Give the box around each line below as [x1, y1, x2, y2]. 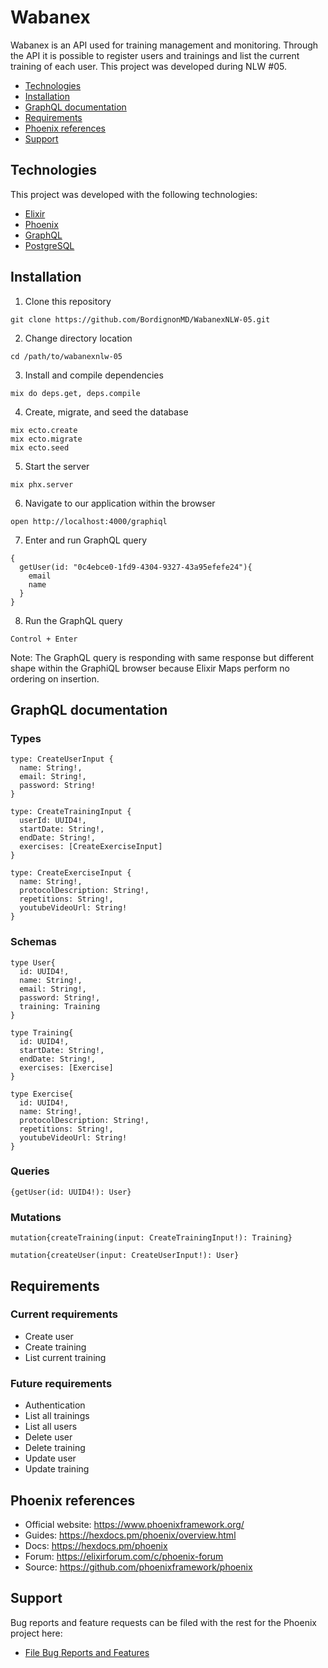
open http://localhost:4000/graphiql [10, 516, 168, 526]
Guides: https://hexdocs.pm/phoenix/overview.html [24, 1529, 237, 1541]
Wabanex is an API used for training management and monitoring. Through [10, 39, 319, 51]
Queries [10, 1164, 50, 1178]
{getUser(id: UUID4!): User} [10, 1187, 132, 1197]
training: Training [19, 1001, 101, 1011]
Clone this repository [24, 295, 112, 307]
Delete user [24, 1431, 73, 1443]
